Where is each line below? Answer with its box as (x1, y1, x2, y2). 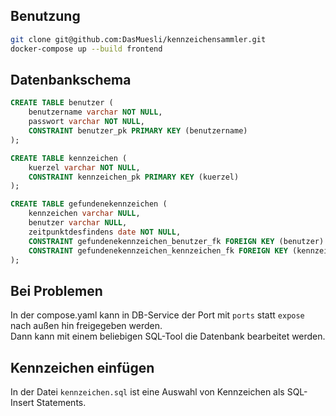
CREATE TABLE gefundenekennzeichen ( (10, 199, 168, 209)
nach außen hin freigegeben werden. (10, 320, 163, 332)
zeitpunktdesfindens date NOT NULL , (28, 227, 182, 237)
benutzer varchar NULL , (28, 218, 128, 228)
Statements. (36, 397, 87, 408)
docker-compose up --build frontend (10, 44, 163, 54)
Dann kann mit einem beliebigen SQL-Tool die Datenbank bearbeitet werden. (10, 330, 326, 343)
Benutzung (10, 8, 81, 25)
